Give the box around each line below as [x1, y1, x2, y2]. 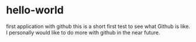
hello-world [6, 3, 64, 17]
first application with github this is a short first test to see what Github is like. [6, 23, 190, 30]
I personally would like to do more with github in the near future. [6, 29, 160, 36]
